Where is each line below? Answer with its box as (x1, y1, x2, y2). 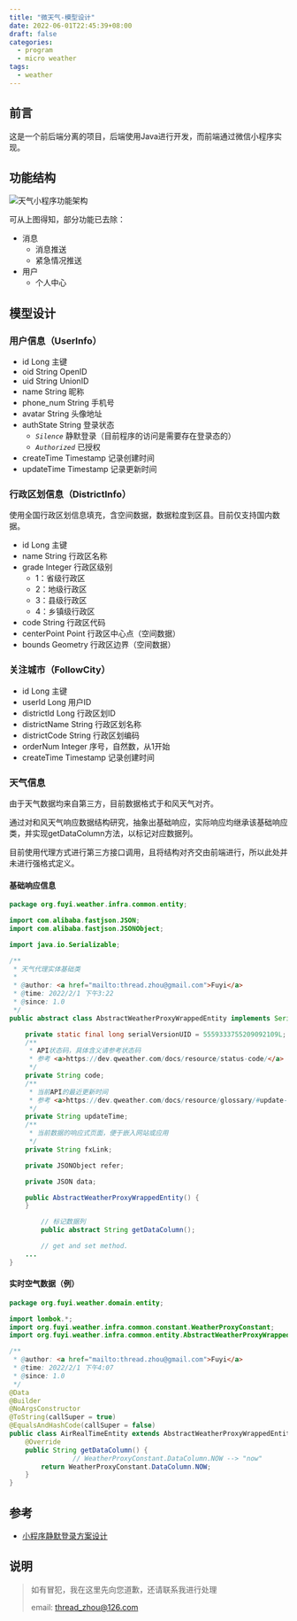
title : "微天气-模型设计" (9, 12, 95, 22)
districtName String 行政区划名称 (21, 718, 142, 729)
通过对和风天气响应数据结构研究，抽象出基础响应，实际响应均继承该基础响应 (9, 817, 288, 827)
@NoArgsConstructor (9, 1405, 81, 1414)
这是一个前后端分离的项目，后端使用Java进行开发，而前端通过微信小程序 (9, 130, 275, 142)
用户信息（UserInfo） (9, 334, 102, 346)
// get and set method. (41, 1242, 128, 1251)
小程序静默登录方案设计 (21, 1531, 108, 1541)
